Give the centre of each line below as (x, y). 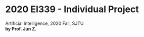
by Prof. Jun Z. (21, 28)
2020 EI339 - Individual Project (72, 9)
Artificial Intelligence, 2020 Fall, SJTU (44, 23)
